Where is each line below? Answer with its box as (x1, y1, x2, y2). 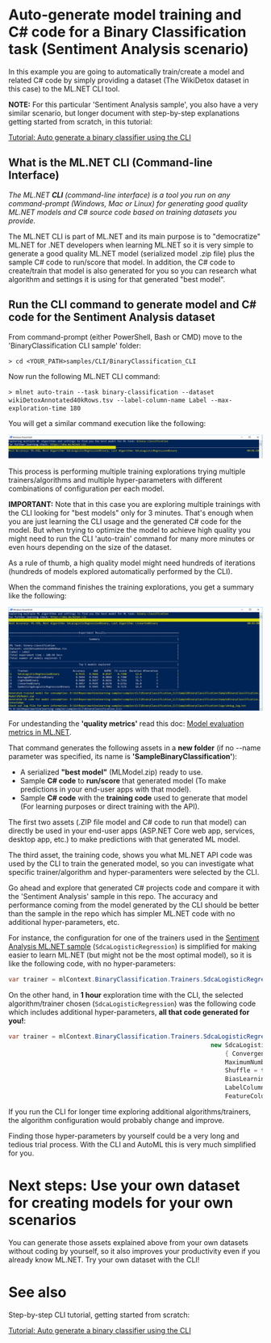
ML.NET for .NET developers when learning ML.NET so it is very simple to (8, 240, 254, 250)
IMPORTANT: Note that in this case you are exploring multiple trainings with (8, 500, 261, 509)
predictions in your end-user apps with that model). (19, 784, 192, 794)
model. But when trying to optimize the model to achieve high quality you (8, 526, 252, 535)
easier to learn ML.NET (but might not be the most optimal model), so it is (8, 950, 252, 960)
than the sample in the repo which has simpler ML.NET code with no (8, 909, 236, 919)
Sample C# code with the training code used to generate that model (19, 793, 248, 803)
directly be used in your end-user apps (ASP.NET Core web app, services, (8, 826, 256, 836)
